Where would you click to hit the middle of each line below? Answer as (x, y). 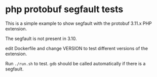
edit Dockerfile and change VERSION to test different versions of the (77, 48)
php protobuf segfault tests (64, 9)
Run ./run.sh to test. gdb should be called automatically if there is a (75, 63)
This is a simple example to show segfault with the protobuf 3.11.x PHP (78, 23)
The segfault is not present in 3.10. (41, 38)
